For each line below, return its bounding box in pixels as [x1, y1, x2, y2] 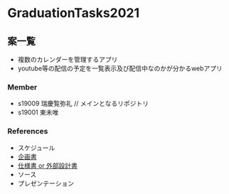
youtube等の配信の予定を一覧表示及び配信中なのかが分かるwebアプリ [17, 64, 223, 72]
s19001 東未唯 [17, 108, 59, 117]
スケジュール [17, 144, 55, 152]
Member [7, 82, 38, 92]
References [7, 126, 48, 136]
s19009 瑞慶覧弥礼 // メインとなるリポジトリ [17, 99, 149, 108]
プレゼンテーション [17, 179, 75, 188]
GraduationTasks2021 [7, 5, 140, 21]
